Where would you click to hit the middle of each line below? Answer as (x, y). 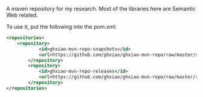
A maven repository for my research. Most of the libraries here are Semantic (101, 9)
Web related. (22, 15)
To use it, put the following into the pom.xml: (62, 27)
